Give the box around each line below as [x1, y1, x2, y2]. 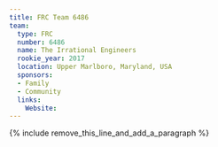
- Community [17, 87, 62, 96]
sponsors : [17, 71, 53, 80]
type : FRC [17, 29, 53, 38]
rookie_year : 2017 [17, 54, 86, 63]
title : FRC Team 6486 [9, 12, 90, 22]
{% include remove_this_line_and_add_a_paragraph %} [9, 128, 210, 138]
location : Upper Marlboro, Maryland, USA [17, 63, 173, 72]
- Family [17, 79, 50, 88]
